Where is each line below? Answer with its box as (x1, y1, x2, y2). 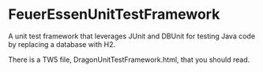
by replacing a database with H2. (8, 39, 116, 49)
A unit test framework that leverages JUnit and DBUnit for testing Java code (8, 31, 255, 41)
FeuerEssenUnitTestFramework (8, 5, 220, 23)
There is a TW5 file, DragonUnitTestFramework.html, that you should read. (8, 55, 250, 64)
